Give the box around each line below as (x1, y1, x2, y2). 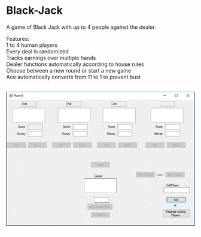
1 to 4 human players (6, 41, 58, 49)
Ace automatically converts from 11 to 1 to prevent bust (6, 73, 141, 80)
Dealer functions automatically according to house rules (6, 61, 145, 68)
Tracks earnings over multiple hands (6, 54, 96, 61)
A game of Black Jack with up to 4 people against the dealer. (6, 23, 157, 31)
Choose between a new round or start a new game (6, 67, 132, 74)
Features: (6, 35, 30, 42)
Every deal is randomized (6, 47, 69, 55)
